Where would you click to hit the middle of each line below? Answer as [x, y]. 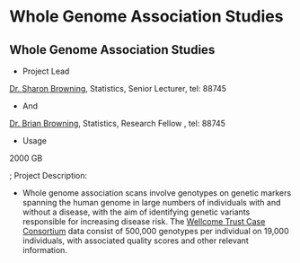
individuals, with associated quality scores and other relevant [135, 241]
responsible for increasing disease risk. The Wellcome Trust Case [144, 221]
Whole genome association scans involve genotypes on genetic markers [157, 193]
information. [44, 250]
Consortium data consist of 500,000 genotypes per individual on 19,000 [155, 231]
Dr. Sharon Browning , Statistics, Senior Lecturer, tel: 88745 [118, 88]
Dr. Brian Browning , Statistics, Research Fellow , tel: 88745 [118, 123]
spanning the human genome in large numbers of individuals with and [151, 202]
